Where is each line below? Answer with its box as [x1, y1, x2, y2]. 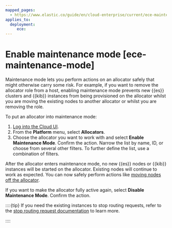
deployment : [10, 22, 36, 27]
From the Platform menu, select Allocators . [12, 129, 105, 135]
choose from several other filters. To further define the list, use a [12, 146, 149, 152]
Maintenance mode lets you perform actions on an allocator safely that [5, 76, 155, 82]
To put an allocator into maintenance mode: [5, 114, 97, 120]
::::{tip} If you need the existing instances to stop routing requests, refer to [5, 202, 162, 209]
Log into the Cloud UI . [12, 123, 59, 130]
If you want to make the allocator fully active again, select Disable [5, 187, 144, 193]
